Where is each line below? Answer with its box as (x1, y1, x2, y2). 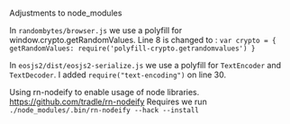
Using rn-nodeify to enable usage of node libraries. (9, 87, 200, 97)
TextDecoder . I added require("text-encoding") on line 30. (9, 69, 227, 80)
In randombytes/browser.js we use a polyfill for (9, 25, 183, 35)
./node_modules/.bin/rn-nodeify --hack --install (9, 106, 200, 115)
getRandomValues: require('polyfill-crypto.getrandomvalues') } (9, 44, 256, 53)
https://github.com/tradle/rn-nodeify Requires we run (9, 96, 207, 107)
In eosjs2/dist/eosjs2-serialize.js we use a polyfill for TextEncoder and (9, 60, 282, 70)
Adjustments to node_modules (9, 8, 122, 18)
